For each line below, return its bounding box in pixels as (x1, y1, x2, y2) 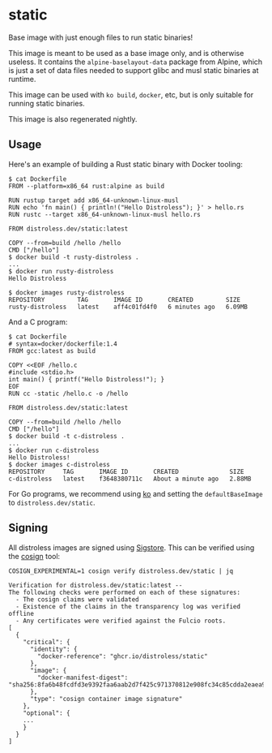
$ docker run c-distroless (8, 446, 100, 454)
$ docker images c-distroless (8, 460, 111, 468)
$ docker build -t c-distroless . (8, 432, 125, 440)
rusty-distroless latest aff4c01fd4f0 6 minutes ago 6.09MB (8, 303, 249, 311)
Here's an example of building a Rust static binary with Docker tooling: (8, 159, 243, 169)
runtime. (8, 74, 36, 84)
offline (8, 609, 35, 617)
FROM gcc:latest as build (8, 346, 96, 355)
